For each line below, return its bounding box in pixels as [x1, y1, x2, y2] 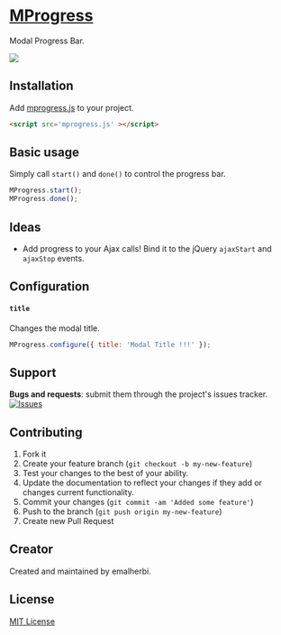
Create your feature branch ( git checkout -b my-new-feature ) [22, 458, 253, 469]
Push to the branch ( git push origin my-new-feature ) [22, 506, 222, 517]
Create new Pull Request [22, 516, 114, 527]
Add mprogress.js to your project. [9, 102, 134, 113]
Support [9, 364, 57, 380]
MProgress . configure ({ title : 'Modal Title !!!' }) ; [9, 340, 212, 349]
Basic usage [9, 145, 79, 161]
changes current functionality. [22, 487, 135, 498]
